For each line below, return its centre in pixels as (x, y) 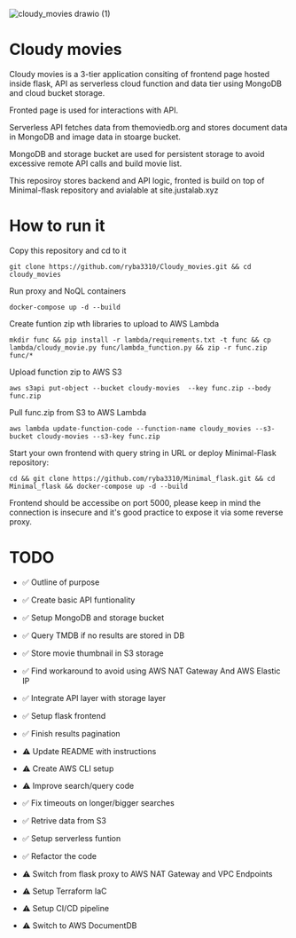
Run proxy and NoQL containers (68, 291)
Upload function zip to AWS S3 (66, 372)
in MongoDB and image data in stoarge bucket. (95, 137)
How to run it (57, 226)
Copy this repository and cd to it (68, 250)
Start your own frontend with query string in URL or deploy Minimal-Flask (143, 453)
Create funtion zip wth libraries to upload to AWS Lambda (114, 323)
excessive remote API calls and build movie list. (96, 163)
